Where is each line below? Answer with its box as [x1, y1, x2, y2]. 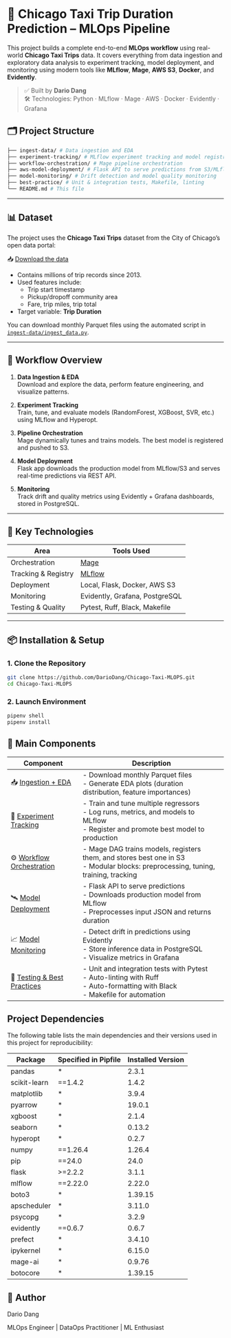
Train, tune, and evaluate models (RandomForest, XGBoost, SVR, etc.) [16, 408, 214, 416]
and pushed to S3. [16, 443, 69, 452]
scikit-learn [10, 1078, 49, 1088]
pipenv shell [7, 713, 45, 720]
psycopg [10, 1213, 39, 1222]
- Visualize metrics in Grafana [82, 953, 180, 962]
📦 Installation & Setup [7, 634, 105, 646]
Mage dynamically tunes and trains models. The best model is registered [16, 436, 223, 444]
